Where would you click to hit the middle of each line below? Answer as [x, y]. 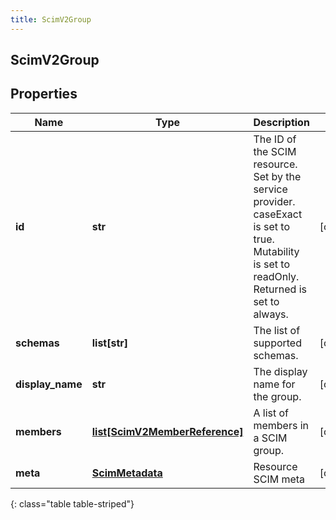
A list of [271, 413]
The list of [277, 330]
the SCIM [275, 151]
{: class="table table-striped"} [72, 503]
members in [281, 425]
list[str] [110, 343]
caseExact [278, 214]
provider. [274, 201]
